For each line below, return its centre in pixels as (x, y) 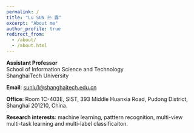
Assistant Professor (32, 63)
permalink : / (23, 12)
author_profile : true (34, 29)
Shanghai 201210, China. (37, 105)
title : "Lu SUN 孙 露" (34, 18)
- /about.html (29, 46)
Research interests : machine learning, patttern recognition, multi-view (95, 117)
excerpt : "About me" (32, 23)
